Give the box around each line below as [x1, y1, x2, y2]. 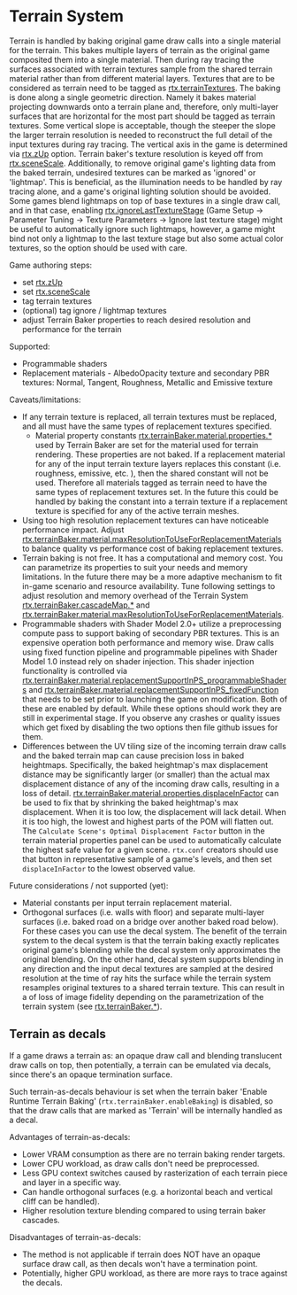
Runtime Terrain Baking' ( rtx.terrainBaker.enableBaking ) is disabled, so [9, 1096, 274, 1106]
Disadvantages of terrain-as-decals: [9, 1231, 141, 1242]
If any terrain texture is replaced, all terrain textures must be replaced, [21, 411, 277, 422]
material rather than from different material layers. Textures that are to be [9, 73, 276, 83]
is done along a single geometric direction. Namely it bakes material [9, 91, 256, 103]
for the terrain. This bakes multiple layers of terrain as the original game [9, 44, 270, 55]
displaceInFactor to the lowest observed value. [21, 863, 196, 873]
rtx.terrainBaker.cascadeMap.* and [21, 600, 150, 610]
